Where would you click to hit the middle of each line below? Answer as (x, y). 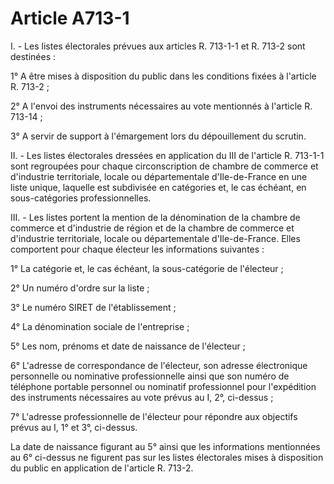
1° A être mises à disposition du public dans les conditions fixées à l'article (163, 76)
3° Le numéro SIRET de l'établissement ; (93, 307)
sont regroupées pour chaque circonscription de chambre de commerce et (164, 166)
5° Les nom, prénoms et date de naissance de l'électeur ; (128, 346)
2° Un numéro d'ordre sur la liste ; (80, 288)
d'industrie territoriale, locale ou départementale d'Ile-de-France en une (159, 176)
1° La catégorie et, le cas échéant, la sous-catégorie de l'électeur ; (147, 268)
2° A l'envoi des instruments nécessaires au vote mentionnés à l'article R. (161, 106)
